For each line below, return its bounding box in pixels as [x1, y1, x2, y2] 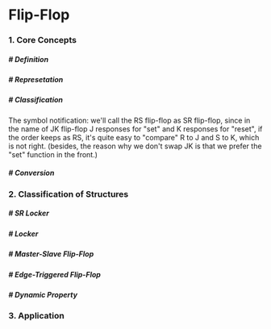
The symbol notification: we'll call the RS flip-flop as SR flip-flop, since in [8, 115, 251, 125]
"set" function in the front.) [8, 149, 98, 159]
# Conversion [8, 168, 55, 178]
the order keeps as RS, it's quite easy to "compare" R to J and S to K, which [8, 132, 260, 142]
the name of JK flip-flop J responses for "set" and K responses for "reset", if [8, 123, 263, 134]
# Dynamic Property [8, 289, 78, 299]
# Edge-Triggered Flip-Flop [8, 269, 101, 279]
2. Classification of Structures [8, 188, 129, 199]
